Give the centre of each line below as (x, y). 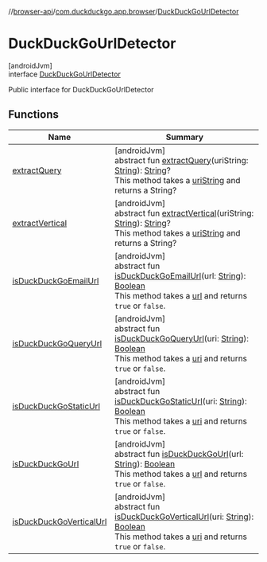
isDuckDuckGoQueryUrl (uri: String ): (182, 338)
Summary (185, 137)
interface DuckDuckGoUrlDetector (64, 74)
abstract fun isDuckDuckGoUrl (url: (179, 454)
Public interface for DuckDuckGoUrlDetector (81, 89)
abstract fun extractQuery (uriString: (182, 160)
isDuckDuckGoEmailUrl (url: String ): (180, 275)
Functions (34, 115)
